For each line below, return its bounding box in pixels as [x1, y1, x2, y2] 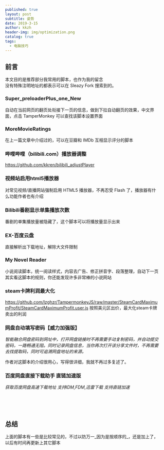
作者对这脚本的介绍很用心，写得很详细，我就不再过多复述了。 [5, 359, 129, 365]
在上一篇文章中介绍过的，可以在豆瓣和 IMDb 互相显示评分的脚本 [5, 137, 133, 143]
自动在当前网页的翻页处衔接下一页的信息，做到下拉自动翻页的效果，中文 [5, 107, 150, 113]
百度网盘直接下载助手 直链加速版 [5, 372, 81, 379]
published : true [5, 7, 38, 12]
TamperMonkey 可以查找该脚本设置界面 [23, 113, 103, 119]
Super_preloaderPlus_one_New [5, 95, 81, 102]
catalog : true [5, 35, 34, 40]
